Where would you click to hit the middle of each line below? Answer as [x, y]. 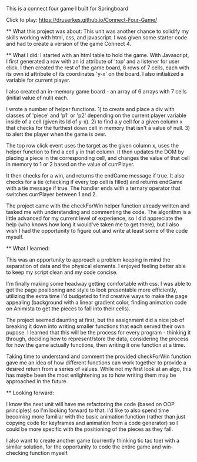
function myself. [49, 453]
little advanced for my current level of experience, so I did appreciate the [94, 218]
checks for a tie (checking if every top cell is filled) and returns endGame [94, 182]
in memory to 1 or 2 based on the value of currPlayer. [71, 164]
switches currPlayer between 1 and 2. [51, 194]
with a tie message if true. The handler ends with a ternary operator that [94, 188]
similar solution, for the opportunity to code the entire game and [84, 447]
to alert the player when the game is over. [56, 134]
